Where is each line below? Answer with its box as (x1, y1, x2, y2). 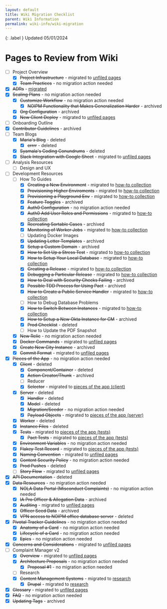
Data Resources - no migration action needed (12, 479, 106, 485)
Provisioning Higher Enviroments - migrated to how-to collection (27, 187, 160, 193)
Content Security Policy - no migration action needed (19, 457, 130, 463)
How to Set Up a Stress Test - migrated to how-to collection (27, 249, 151, 255)
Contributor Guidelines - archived (12, 125, 81, 131)
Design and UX (19, 165, 51, 171)
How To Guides (19, 176, 52, 182)
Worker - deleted (19, 417, 55, 423)
